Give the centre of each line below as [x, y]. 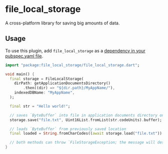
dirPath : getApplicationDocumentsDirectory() [62, 83]
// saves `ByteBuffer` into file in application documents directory [83, 115]
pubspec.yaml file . [24, 56]
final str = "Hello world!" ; [40, 106]
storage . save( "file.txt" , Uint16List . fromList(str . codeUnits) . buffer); [86, 120]
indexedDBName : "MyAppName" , [44, 93]
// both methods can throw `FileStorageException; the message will [82, 143]
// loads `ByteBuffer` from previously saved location [68, 129]
